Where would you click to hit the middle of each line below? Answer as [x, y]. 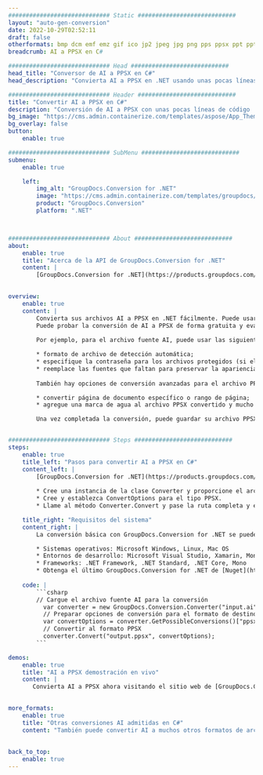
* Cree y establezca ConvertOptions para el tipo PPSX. [129, 499]
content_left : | [49, 469]
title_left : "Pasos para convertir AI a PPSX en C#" [110, 462]
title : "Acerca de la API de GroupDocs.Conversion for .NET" [124, 260]
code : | [34, 585]
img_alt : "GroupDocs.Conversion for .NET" [106, 189]
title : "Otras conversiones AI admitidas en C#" [103, 722]
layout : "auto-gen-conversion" [59, 23]
